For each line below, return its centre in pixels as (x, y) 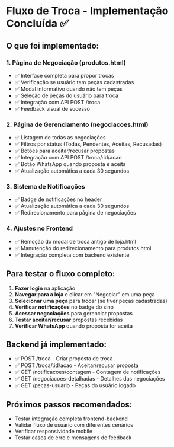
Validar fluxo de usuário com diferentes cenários (74, 425)
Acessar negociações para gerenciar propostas (74, 313)
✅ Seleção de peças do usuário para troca (66, 95)
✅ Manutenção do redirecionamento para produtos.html (83, 248)
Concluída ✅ (38, 23)
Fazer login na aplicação (45, 288)
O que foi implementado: (53, 46)
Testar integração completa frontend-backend (71, 419)
